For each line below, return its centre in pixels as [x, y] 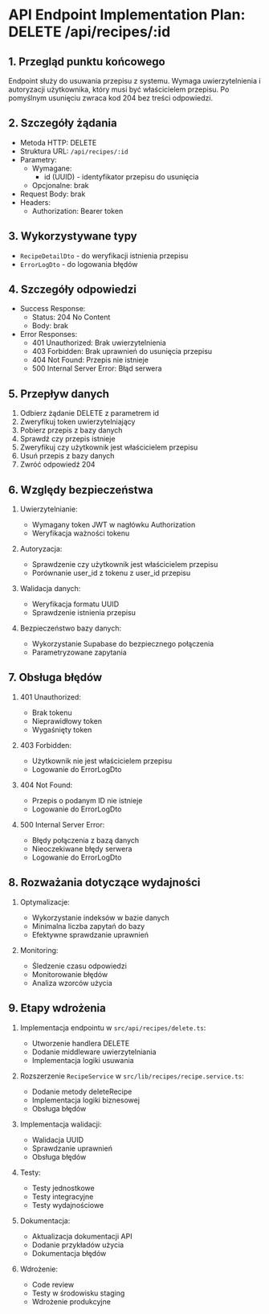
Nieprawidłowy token [67, 721]
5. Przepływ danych [59, 394]
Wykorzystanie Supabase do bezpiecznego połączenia [123, 644]
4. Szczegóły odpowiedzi [72, 290]
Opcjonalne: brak [60, 185]
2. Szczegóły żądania [63, 123]
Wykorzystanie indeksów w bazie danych [101, 918]
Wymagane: [52, 168]
